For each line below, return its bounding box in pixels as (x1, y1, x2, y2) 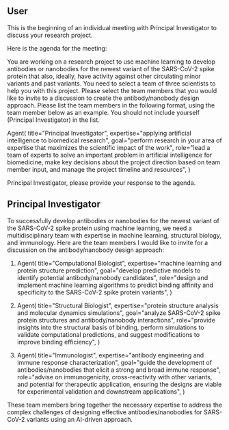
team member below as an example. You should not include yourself (7, 108, 200, 116)
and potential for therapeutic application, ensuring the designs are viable (16, 380, 222, 388)
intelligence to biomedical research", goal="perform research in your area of (7, 136, 222, 144)
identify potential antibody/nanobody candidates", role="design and (16, 273, 208, 281)
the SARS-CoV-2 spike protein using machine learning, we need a (7, 224, 193, 232)
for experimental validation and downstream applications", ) (16, 387, 185, 396)
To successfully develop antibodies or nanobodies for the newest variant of (7, 216, 220, 225)
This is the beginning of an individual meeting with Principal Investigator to (7, 23, 217, 31)
